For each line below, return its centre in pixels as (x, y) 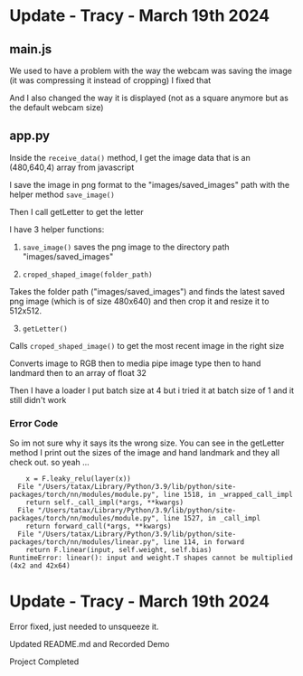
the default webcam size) (57, 108)
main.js (31, 49)
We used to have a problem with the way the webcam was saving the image (151, 70)
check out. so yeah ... (50, 463)
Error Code (34, 423)
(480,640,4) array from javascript (72, 167)
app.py (30, 136)
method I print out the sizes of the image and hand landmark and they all (145, 453)
